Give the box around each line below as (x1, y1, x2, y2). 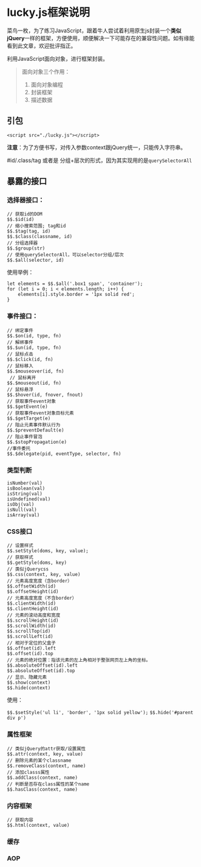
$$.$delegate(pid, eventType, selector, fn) (7, 451, 121, 457)
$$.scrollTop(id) (7, 628, 51, 634)
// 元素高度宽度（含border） (7, 578, 72, 584)
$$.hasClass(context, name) (7, 786, 78, 792)
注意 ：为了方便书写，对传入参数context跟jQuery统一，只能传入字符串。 (7, 144, 186, 151)
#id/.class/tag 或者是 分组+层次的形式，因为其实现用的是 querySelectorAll (7, 156, 192, 164)
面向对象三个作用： (21, 68, 70, 75)
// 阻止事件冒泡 (7, 433, 43, 440)
